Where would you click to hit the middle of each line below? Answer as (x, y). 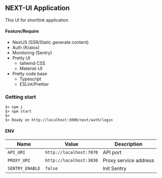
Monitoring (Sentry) (32, 53)
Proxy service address (129, 160)
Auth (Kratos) (26, 48)
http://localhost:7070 (71, 152)
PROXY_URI (19, 160)
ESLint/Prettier (34, 84)
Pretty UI (21, 58)
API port (112, 152)
